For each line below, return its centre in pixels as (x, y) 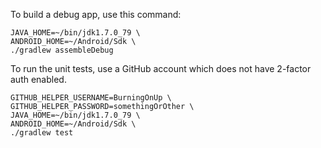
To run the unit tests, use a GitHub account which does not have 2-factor (161, 68)
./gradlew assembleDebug (62, 50)
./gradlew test (42, 133)
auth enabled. (38, 79)
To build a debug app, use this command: (96, 14)
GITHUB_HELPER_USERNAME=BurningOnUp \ (91, 98)
